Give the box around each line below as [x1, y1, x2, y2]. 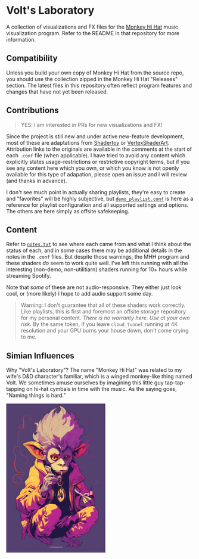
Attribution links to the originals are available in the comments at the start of [6, 145, 192, 153]
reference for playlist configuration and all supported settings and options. [6, 201, 189, 209]
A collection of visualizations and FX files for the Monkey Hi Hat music [6, 23, 179, 30]
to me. [20, 333, 37, 340]
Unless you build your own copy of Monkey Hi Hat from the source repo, [6, 69, 184, 76]
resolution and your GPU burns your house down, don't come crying [20, 327, 189, 334]
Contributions [6, 105, 59, 116]
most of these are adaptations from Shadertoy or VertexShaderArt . [6, 139, 170, 146]
